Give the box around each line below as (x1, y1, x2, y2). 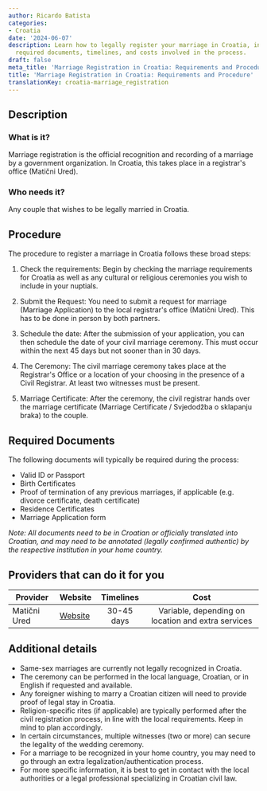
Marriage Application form (19, 513, 106, 523)
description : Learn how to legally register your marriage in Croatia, (8, 41, 250, 49)
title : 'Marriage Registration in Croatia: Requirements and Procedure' (8, 71, 254, 79)
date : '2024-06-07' (8, 33, 73, 42)
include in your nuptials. (19, 281, 99, 291)
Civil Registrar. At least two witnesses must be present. (19, 378, 200, 388)
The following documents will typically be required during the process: (8, 455, 239, 464)
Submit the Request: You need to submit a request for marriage (19, 296, 227, 307)
